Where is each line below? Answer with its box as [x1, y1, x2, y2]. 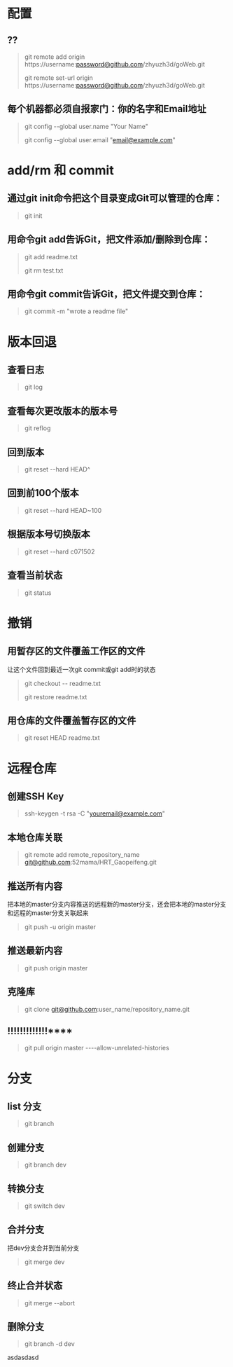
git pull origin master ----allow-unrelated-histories [24, 1044, 169, 1052]
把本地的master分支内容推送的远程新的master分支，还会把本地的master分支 [7, 900, 227, 908]
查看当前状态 [7, 570, 63, 582]
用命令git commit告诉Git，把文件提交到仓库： [7, 288, 206, 301]
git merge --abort [24, 1298, 76, 1307]
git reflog [24, 424, 51, 432]
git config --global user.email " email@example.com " [24, 135, 176, 144]
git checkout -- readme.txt [24, 679, 101, 687]
